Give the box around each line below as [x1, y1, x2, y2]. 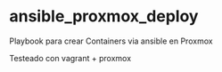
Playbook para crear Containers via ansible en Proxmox [9, 36, 213, 46]
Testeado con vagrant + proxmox [9, 52, 132, 63]
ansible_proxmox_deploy [9, 6, 199, 27]
